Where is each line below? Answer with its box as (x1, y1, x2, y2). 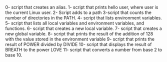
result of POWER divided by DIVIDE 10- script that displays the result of (5, 41, 152, 47)
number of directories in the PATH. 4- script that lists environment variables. (5, 15, 162, 20)
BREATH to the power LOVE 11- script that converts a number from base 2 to (5, 47, 162, 52)
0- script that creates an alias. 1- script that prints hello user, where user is (5, 4, 158, 10)
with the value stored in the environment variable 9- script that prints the (5, 36, 155, 42)
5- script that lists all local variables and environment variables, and (5, 20, 144, 26)
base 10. (5, 52, 22, 58)
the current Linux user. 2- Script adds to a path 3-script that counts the (5, 9, 151, 15)
